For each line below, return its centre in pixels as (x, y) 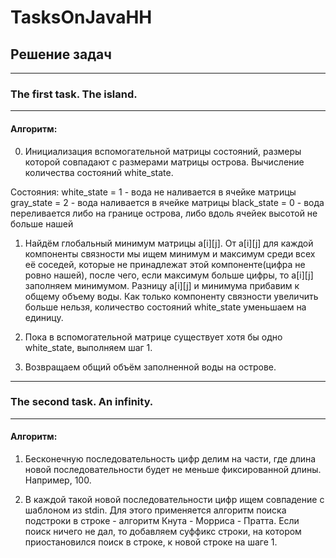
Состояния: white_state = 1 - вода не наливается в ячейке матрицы (153, 192)
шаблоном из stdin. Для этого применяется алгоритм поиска (155, 510)
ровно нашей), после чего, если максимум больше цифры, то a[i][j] (169, 275)
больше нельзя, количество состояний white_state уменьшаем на (165, 307)
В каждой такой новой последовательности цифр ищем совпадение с (174, 499)
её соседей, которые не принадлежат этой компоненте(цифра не (165, 264)
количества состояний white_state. (99, 172)
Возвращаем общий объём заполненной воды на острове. (150, 367)
